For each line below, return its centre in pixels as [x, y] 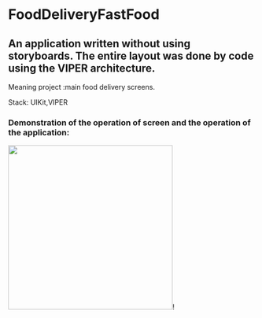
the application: [39, 132]
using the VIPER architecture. [82, 68]
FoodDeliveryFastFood [84, 15]
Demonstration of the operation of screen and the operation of [129, 122]
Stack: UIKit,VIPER [38, 102]
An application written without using [100, 44]
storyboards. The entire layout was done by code [131, 55]
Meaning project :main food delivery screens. [82, 87]
